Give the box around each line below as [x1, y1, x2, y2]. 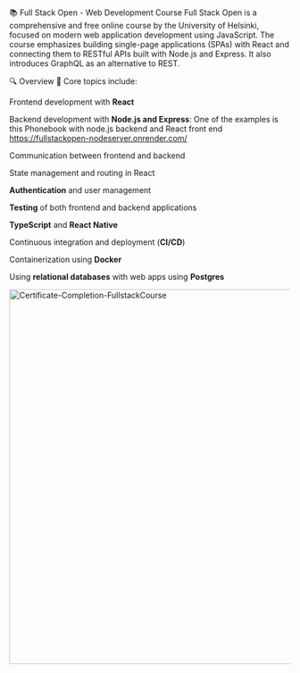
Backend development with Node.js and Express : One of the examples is [9, 114, 279, 124]
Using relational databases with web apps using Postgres [9, 272, 225, 282]
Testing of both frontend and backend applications [9, 202, 197, 213]
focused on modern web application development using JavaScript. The [9, 29, 275, 40]
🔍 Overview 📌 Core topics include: [9, 76, 138, 87]
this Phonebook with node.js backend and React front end [9, 123, 223, 134]
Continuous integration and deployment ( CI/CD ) [9, 237, 186, 248]
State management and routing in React [9, 168, 155, 178]
